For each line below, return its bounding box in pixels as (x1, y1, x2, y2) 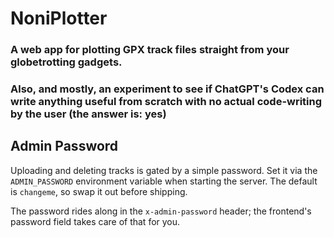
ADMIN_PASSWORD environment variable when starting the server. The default (10, 175, 318, 187)
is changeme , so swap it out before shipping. (10, 185, 188, 197)
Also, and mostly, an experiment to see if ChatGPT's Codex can (10, 82, 325, 96)
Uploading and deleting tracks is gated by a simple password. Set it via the (10, 164, 318, 176)
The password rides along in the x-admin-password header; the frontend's (10, 205, 312, 217)
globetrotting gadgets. (10, 55, 123, 69)
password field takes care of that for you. (10, 215, 181, 227)
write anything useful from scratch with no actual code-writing (10, 95, 323, 109)
